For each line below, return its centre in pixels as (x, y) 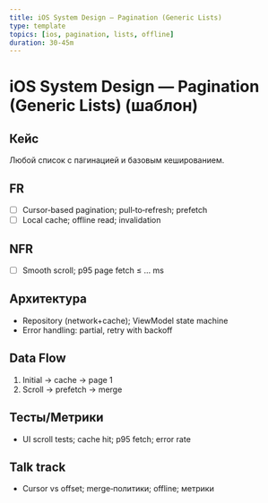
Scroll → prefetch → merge (72, 389)
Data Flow (38, 358)
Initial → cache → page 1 (68, 379)
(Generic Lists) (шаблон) (104, 106)
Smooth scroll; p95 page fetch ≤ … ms (93, 270)
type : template (38, 26)
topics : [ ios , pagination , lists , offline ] (92, 34)
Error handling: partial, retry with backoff (97, 330)
